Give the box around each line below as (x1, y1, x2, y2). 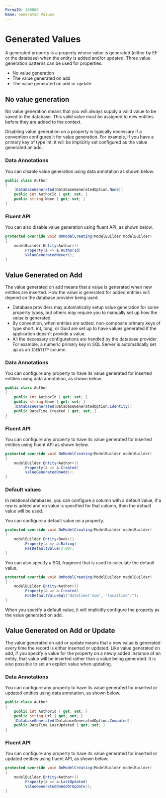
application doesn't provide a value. (12, 331, 86, 337)
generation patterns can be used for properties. (5, 60, 103, 66)
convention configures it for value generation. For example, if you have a (5, 134, 154, 140)
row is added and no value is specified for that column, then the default (5, 503, 152, 509)
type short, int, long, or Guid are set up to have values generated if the (12, 325, 157, 331)
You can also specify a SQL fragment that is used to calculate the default (5, 559, 155, 566)
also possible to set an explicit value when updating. (5, 661, 112, 667)
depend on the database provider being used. (5, 295, 99, 301)
